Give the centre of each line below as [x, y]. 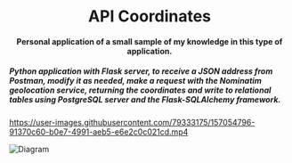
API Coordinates [150, 16]
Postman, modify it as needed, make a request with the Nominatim [136, 81]
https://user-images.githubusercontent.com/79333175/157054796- [132, 122]
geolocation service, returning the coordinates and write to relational [140, 90]
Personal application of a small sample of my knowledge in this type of [150, 41]
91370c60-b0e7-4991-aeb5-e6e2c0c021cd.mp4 [99, 132]
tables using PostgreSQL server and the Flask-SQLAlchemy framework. [145, 100]
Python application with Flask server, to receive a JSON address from [141, 71]
